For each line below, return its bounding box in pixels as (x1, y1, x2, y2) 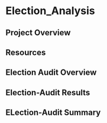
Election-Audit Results (5, 87, 90, 98)
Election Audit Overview (5, 68, 97, 78)
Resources (5, 47, 46, 57)
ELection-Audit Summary (5, 108, 101, 118)
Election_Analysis (5, 4, 95, 18)
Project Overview (5, 28, 71, 38)
